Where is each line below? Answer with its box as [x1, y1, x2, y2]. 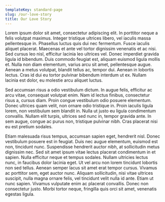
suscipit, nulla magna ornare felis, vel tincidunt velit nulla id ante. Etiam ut [5, 175, 154, 181]
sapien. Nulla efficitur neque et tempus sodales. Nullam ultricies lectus [5, 154, 148, 160]
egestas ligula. [5, 191, 35, 197]
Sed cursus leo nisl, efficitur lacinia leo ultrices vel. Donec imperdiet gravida [5, 51, 159, 57]
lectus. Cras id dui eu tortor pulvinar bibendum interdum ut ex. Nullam [5, 72, 147, 78]
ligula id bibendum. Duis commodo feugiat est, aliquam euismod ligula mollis [5, 56, 160, 62]
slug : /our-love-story [5, 12, 52, 17]
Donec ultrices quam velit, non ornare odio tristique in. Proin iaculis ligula [5, 102, 154, 109]
